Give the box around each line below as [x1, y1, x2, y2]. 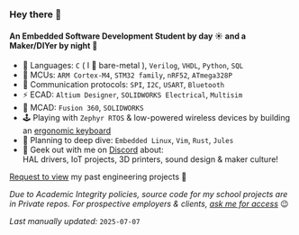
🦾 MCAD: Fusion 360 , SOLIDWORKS [22, 103, 144, 113]
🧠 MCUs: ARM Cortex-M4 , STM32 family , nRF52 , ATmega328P [22, 69, 232, 80]
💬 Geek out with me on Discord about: [22, 144, 164, 156]
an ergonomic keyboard [22, 125, 112, 136]
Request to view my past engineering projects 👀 [9, 171, 187, 183]
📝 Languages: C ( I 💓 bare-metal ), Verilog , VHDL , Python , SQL [22, 60, 244, 71]
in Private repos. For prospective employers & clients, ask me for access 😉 [9, 198, 289, 210]
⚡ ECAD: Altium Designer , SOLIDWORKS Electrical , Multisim [22, 89, 243, 100]
